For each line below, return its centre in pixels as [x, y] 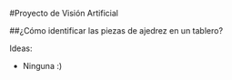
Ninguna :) [42, 66]
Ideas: [21, 48]
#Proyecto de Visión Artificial [64, 13]
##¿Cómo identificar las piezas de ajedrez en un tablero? [116, 30]
